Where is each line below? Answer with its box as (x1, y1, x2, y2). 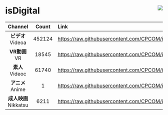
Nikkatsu (7, 101, 28, 108)
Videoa (9, 39, 26, 46)
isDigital (5, 5, 40, 16)
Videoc (9, 70, 26, 77)
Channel (7, 23, 28, 30)
